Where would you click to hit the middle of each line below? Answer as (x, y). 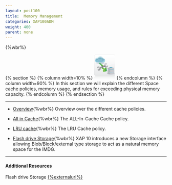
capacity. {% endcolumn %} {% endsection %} (55, 94)
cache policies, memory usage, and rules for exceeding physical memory (83, 89)
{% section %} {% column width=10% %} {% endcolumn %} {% (84, 78)
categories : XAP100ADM (29, 21)
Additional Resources (29, 166)
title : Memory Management (34, 16)
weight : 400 (18, 27)
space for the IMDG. (34, 149)
